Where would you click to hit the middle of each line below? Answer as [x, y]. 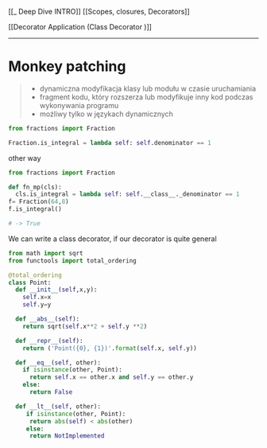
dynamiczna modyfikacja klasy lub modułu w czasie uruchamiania [148, 88]
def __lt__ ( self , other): [58, 406]
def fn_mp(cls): [35, 187]
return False [51, 392]
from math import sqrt [46, 253]
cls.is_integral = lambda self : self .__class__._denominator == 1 [128, 194]
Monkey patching [67, 66]
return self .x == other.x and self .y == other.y [111, 377]
